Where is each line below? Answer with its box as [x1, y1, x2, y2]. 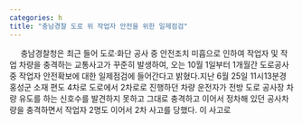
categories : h [9, 13, 63, 23]
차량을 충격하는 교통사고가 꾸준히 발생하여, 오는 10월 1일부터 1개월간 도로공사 [18, 59, 289, 70]
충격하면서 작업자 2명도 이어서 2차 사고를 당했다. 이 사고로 [25, 104, 232, 115]
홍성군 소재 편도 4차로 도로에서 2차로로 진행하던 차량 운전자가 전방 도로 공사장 [9, 81, 285, 92]
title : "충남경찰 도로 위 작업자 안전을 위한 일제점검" [9, 22, 188, 31]
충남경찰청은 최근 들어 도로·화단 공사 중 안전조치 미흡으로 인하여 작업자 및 [20, 47, 279, 59]
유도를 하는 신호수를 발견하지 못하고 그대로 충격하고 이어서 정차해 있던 [18, 92, 265, 104]
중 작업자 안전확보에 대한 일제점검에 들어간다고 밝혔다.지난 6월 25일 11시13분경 [9, 70, 288, 81]
